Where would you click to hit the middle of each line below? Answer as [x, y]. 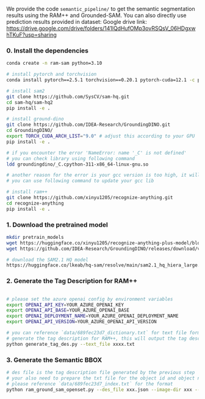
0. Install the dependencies [47, 50]
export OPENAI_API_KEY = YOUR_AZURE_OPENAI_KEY [65, 305]
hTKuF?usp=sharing [31, 35]
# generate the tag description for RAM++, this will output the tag [97, 339]
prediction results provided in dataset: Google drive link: [77, 22]
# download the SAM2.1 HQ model [47, 260]
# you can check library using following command [71, 158]
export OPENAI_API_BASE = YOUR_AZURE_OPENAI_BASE [68, 310]
